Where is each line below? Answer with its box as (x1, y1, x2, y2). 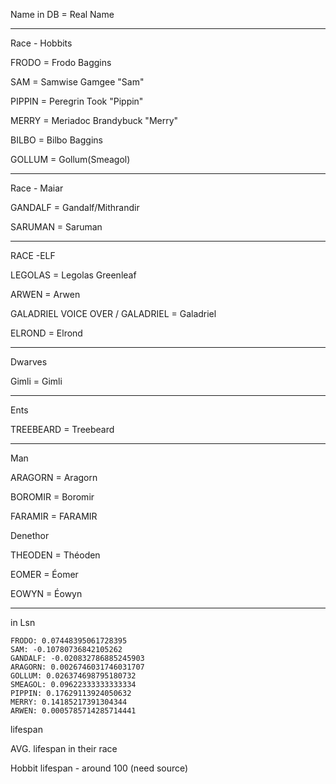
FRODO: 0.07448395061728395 (10, 636, 128, 646)
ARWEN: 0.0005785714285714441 (10, 706, 137, 716)
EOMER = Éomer (10, 569, 79, 580)
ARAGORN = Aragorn (10, 472, 98, 483)
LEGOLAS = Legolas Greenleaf (10, 269, 137, 281)
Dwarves (10, 356, 48, 368)
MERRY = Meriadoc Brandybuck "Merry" (10, 115, 179, 126)
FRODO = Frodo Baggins (10, 57, 112, 68)
